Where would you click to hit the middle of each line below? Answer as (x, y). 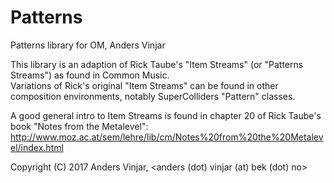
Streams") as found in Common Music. (90, 75)
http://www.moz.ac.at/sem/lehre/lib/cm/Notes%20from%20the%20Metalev (167, 137)
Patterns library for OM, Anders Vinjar (88, 45)
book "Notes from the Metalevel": (79, 126)
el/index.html (37, 147)
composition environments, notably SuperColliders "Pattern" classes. (153, 96)
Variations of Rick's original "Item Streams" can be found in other (144, 85)
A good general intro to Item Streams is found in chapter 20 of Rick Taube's (166, 115)
